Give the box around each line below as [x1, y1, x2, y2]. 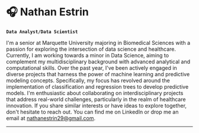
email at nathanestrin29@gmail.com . [6, 114, 96, 122]
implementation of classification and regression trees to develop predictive [6, 83, 189, 90]
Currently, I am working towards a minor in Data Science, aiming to [6, 51, 169, 59]
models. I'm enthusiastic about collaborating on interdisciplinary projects [6, 89, 184, 96]
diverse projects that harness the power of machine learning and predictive [6, 70, 190, 77]
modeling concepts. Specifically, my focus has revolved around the [6, 77, 171, 84]
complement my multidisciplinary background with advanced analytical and [6, 58, 191, 65]
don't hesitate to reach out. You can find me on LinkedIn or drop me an [6, 108, 179, 115]
